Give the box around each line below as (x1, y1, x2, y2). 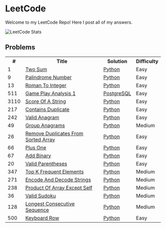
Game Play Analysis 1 (25, 90, 76, 97)
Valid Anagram (25, 114, 59, 121)
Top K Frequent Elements (25, 168, 84, 175)
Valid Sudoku (25, 192, 56, 199)
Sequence (25, 206, 49, 213)
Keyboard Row (25, 214, 59, 221)
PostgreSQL (103, 90, 131, 97)
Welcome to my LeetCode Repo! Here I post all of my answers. (5, 19, 132, 25)
